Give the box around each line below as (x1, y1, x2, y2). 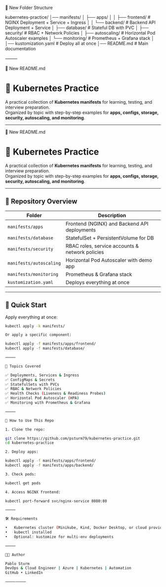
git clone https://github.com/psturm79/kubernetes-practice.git (5, 436, 140, 441)
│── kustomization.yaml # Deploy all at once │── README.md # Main (5, 40, 149, 46)
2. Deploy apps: (5, 449, 39, 454)
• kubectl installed (5, 530, 52, 535)
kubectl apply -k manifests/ (5, 323, 65, 328)
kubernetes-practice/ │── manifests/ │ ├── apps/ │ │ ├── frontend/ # (5, 14, 151, 20)
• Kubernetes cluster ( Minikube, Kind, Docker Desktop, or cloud (5, 525, 147, 530)
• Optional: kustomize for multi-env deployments (5, 534, 114, 539)
